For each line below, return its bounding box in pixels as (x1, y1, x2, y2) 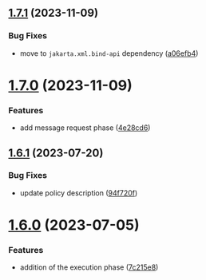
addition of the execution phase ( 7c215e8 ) (19, 262, 159, 272)
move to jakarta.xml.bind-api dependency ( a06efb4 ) (19, 48, 199, 58)
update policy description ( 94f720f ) (19, 187, 138, 198)
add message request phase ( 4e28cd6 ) (19, 123, 151, 132)
